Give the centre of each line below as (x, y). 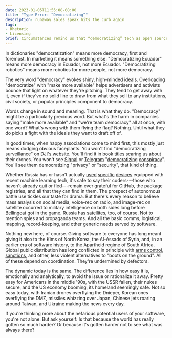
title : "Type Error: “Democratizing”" (47, 15)
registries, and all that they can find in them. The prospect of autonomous (83, 191)
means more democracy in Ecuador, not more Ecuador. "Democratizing (80, 64)
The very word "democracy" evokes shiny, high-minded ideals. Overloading (85, 79)
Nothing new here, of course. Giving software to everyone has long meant (83, 233)
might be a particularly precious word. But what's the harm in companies (82, 116)
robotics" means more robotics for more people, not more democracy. (79, 69)
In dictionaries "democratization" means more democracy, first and (76, 53)
